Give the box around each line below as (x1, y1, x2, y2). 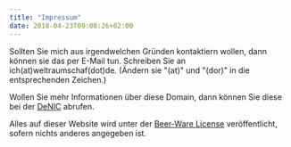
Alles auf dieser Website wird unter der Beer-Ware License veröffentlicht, (9, 118, 279, 129)
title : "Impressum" (9, 12, 82, 22)
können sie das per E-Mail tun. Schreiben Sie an (9, 55, 186, 66)
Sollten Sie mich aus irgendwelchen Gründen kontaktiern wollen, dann (9, 45, 268, 56)
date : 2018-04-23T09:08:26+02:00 (9, 21, 134, 30)
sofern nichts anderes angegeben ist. (9, 127, 147, 138)
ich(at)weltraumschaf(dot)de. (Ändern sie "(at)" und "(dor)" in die (9, 64, 250, 76)
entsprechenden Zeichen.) (9, 74, 107, 85)
